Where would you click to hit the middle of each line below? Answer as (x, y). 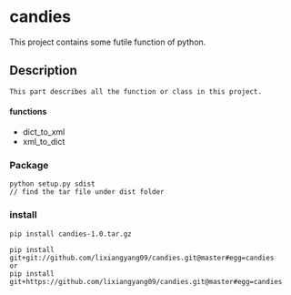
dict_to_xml (44, 132)
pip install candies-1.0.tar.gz (70, 234)
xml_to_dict (44, 141)
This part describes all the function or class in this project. (135, 92)
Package (29, 165)
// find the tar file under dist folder (87, 192)
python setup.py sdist (52, 184)
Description (43, 71)
